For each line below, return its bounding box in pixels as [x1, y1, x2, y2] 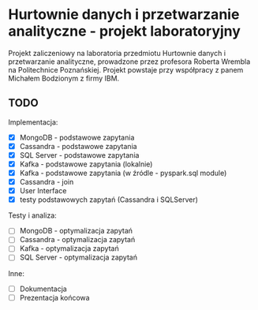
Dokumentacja [19, 284, 67, 293]
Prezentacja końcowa [19, 293, 90, 302]
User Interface [19, 186, 67, 196]
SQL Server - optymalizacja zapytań [19, 252, 138, 262]
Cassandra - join [19, 177, 74, 187]
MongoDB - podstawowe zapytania [19, 133, 135, 142]
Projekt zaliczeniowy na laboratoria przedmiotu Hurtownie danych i [8, 48, 226, 58]
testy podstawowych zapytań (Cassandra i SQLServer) [19, 195, 199, 204]
